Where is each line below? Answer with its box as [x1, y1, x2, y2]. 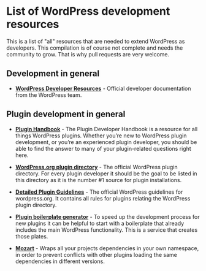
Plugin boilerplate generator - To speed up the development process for [15, 213, 200, 220]
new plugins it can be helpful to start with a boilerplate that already [15, 219, 185, 227]
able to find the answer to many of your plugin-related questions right [15, 145, 191, 152]
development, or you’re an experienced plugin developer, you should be [15, 138, 197, 145]
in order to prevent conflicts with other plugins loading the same [15, 251, 178, 258]
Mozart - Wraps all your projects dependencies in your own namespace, [15, 244, 199, 252]
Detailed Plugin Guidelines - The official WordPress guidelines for [15, 188, 183, 196]
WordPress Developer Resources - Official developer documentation [15, 85, 191, 92]
